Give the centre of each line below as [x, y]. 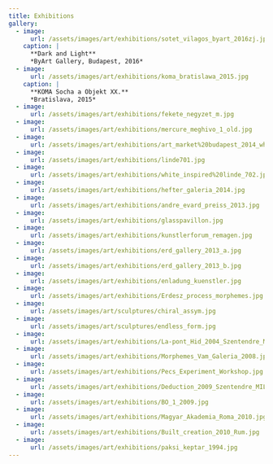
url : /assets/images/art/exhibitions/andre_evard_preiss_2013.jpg [145, 205]
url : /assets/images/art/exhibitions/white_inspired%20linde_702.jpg [150, 175]
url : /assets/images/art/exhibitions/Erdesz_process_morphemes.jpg [147, 296]
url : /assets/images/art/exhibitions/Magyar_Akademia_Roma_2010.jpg [148, 417]
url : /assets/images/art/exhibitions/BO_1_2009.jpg [119, 402]
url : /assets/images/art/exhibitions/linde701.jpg [117, 160]
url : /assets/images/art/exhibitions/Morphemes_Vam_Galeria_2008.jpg [150, 357]
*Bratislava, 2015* [63, 99]
